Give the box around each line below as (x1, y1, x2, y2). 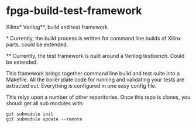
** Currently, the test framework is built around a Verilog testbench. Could (6, 52, 185, 59)
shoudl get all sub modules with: (6, 99, 84, 106)
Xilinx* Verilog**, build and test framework (6, 23, 108, 30)
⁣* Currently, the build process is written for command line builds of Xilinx (6, 34, 181, 41)
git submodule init (6, 111, 54, 117)
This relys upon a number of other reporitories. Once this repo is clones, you (6, 94, 191, 101)
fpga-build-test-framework (6, 4, 142, 18)
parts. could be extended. (6, 41, 68, 48)
